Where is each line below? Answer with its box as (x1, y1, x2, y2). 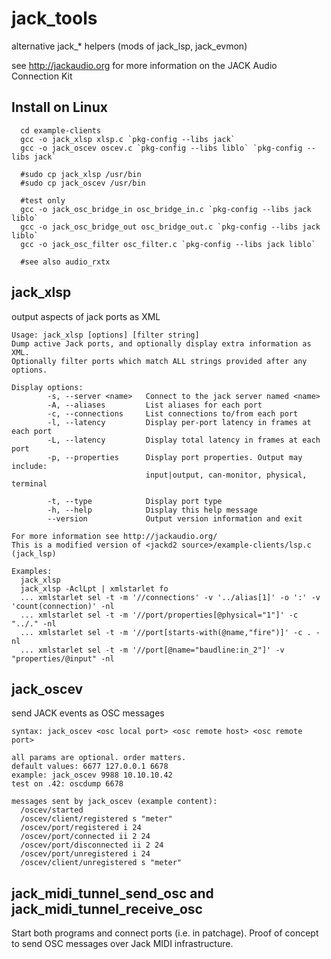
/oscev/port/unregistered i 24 (20, 849, 151, 859)
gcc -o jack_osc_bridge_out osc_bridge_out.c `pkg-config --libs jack (20, 222, 321, 232)
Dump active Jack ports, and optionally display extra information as (11, 338, 312, 349)
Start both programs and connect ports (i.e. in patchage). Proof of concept (11, 927, 319, 939)
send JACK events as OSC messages (11, 707, 165, 719)
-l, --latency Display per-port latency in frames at (47, 417, 312, 427)
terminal (11, 478, 48, 489)
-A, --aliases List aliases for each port (47, 400, 263, 410)
